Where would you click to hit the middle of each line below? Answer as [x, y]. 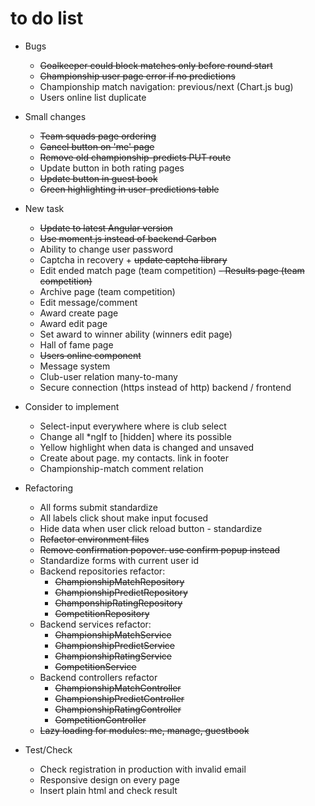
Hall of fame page [76, 344]
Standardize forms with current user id [119, 560]
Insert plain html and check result [108, 790]
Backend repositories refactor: [102, 571]
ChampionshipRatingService [113, 656]
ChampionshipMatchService [113, 634]
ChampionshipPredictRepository [121, 592]
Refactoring [49, 488]
